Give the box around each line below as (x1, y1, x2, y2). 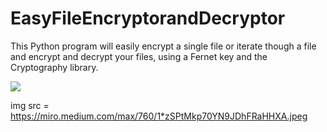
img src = (10, 99, 50, 111)
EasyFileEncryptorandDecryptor (10, 7, 286, 30)
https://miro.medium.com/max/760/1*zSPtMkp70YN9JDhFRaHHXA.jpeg (10, 110, 308, 122)
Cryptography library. (10, 61, 99, 73)
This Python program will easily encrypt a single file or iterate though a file (10, 40, 317, 52)
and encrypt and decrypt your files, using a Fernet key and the (10, 50, 268, 62)
